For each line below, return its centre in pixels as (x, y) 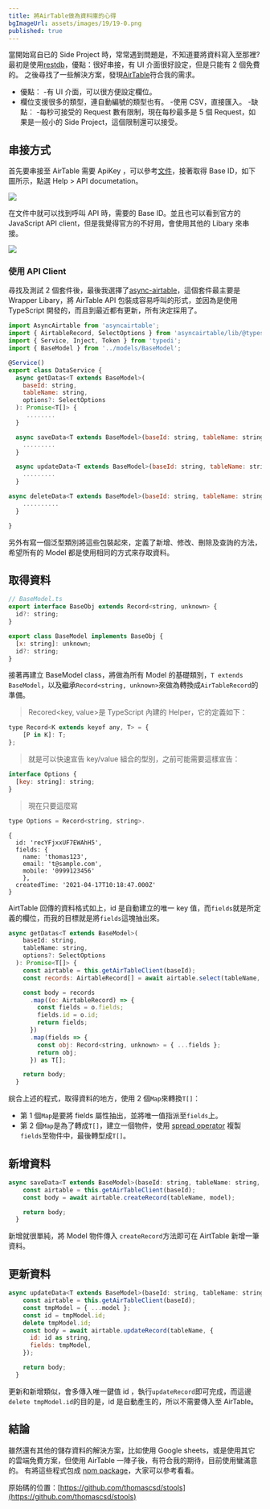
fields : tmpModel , (60, 1345)
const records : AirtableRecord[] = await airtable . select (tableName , (142, 978)
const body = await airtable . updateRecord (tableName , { (119, 1330)
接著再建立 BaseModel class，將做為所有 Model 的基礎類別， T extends (126, 675)
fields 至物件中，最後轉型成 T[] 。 (75, 1136)
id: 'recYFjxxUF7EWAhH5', (59, 843)
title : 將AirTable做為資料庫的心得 (62, 16)
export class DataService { (55, 370)
